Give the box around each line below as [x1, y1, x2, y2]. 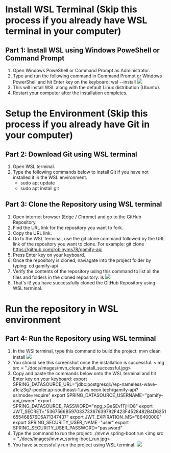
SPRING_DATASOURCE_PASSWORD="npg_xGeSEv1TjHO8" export [12, 403, 153, 409]
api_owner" [12, 397, 37, 403]
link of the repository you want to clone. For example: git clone [12, 241, 144, 247]
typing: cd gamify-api [12, 262, 58, 269]
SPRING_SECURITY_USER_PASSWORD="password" [12, 424, 123, 431]
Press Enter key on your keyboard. [12, 252, 86, 258]
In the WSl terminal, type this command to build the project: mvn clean [12, 347, 161, 354]
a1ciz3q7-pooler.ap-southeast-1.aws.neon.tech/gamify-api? [12, 386, 139, 393]
